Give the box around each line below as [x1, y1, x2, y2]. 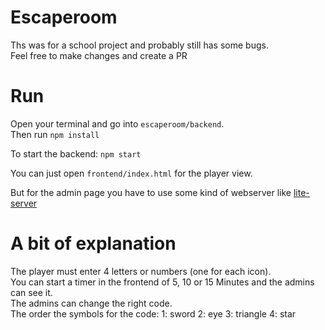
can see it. [10, 286, 53, 298]
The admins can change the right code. [10, 297, 173, 309]
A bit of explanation [10, 232, 177, 255]
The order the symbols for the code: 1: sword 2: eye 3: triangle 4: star [10, 307, 297, 320]
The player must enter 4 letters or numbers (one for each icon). [10, 265, 272, 277]
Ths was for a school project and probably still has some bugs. [10, 39, 269, 51]
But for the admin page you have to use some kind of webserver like [10, 186, 292, 198]
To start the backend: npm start [10, 147, 142, 160]
